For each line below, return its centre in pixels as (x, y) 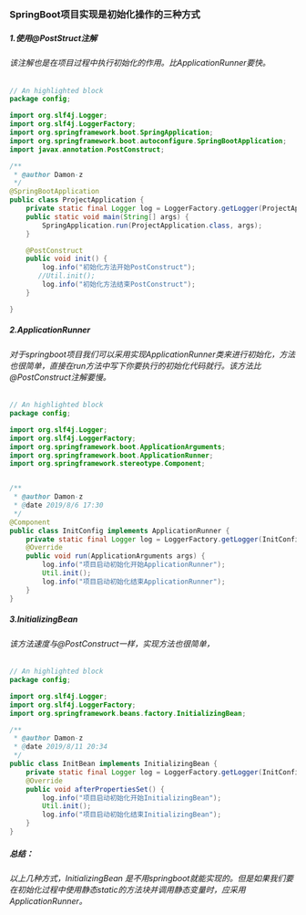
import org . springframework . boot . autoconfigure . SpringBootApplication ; (148, 141)
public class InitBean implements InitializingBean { (114, 764)
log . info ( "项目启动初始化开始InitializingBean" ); (132, 798)
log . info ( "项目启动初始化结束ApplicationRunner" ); (134, 582)
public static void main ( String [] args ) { (107, 216)
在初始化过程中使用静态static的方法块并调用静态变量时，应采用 (127, 889)
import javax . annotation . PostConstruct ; (87, 149)
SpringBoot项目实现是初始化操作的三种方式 (105, 14)
